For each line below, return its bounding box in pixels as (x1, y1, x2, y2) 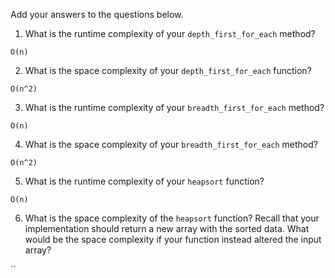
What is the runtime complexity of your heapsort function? (24, 175, 265, 187)
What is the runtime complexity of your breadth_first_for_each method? (24, 102, 325, 113)
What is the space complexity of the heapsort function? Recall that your (24, 212, 320, 224)
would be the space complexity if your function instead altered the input (24, 234, 322, 245)
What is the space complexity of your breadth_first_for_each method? (24, 139, 318, 150)
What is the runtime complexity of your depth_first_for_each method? (24, 28, 316, 39)
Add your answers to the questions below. (10, 9, 184, 20)
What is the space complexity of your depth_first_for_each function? (24, 65, 312, 76)
